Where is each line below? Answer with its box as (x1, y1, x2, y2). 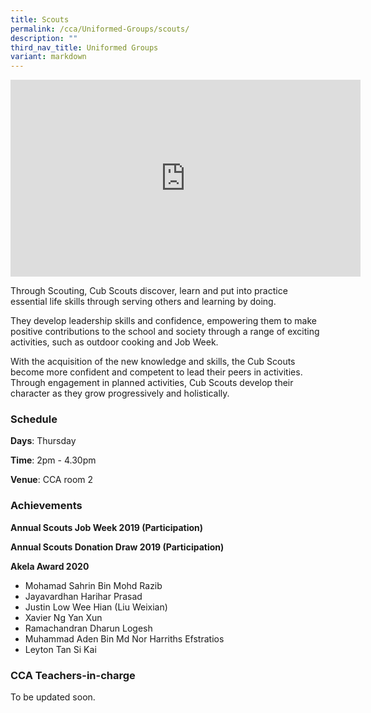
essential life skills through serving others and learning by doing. (10, 296, 277, 308)
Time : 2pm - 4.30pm (10, 454, 97, 466)
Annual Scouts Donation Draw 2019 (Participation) (10, 541, 225, 553)
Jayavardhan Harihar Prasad (24, 590, 143, 602)
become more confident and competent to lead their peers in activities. (10, 366, 303, 378)
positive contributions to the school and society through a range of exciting (10, 326, 320, 338)
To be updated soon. (10, 691, 96, 703)
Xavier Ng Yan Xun (24, 611, 103, 623)
